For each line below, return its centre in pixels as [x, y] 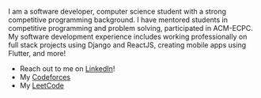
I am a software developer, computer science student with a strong [117, 11]
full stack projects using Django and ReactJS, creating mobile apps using [127, 45]
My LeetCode [42, 85]
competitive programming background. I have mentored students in [118, 20]
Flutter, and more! [37, 53]
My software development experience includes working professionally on [128, 36]
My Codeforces [45, 77]
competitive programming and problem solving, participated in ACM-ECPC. [130, 28]
